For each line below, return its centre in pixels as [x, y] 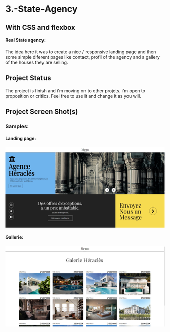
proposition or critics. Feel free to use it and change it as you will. [73, 96]
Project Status [28, 78]
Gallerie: [14, 237]
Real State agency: [25, 40]
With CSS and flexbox [40, 28]
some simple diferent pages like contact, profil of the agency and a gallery [83, 57]
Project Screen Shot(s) [42, 112]
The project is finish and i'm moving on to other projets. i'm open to [75, 90]
